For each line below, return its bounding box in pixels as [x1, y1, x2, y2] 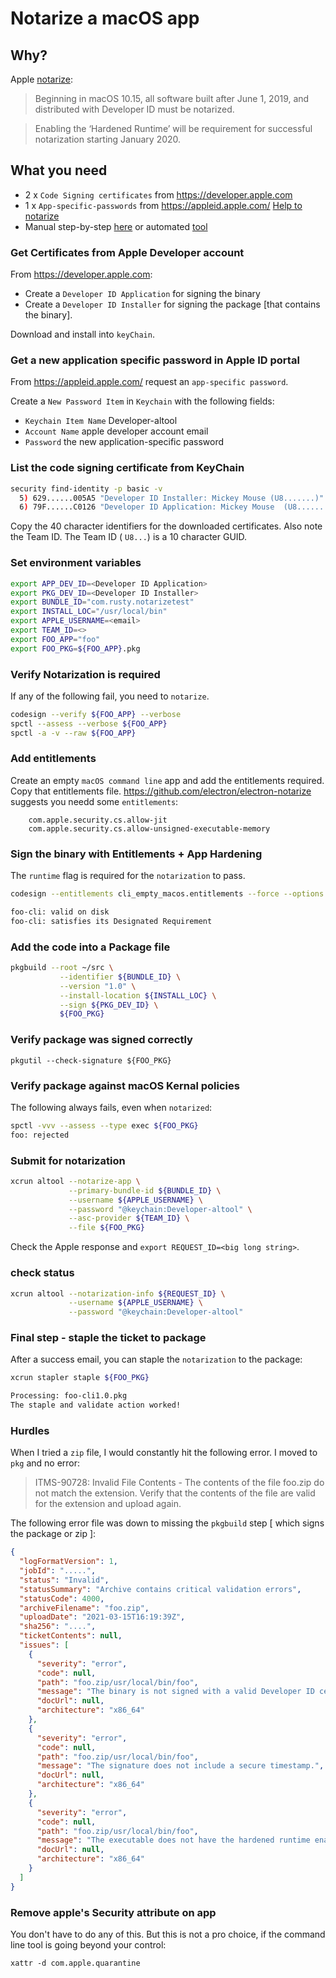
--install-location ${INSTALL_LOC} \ [59, 990, 217, 1001]
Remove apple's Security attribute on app [10, 1905, 217, 1919]
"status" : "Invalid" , [19, 1575, 110, 1585]
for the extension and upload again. [34, 1498, 182, 1510]
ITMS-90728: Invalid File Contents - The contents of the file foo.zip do [34, 1477, 325, 1489]
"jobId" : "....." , [19, 1566, 97, 1576]
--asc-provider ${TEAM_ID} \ [68, 1213, 190, 1224]
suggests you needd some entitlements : [10, 795, 179, 807]
